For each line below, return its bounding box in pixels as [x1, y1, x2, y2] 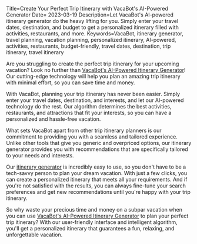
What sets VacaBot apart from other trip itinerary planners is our [6, 127, 162, 134]
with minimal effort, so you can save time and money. [6, 79, 135, 86]
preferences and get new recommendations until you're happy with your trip [6, 189, 191, 195]
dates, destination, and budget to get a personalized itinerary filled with [6, 24, 179, 31]
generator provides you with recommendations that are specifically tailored [6, 146, 188, 153]
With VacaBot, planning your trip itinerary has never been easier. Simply [6, 91, 181, 97]
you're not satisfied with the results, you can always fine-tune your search [6, 182, 186, 189]
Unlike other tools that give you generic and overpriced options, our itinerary [6, 140, 192, 146]
